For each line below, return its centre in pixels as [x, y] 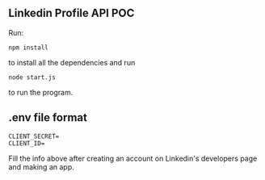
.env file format [48, 117]
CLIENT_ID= [27, 143]
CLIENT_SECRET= [34, 136]
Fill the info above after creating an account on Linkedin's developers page [133, 158]
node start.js [32, 77]
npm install [28, 48]
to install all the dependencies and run [72, 62]
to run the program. [41, 92]
